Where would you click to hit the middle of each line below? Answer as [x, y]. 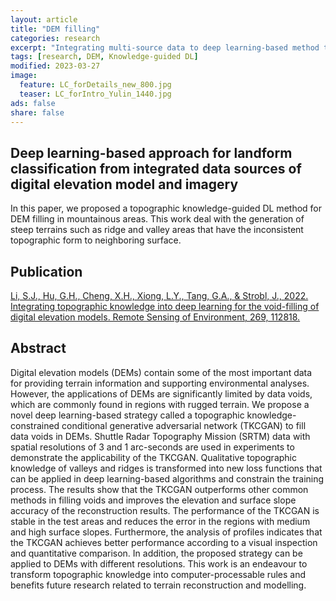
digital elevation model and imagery [124, 184]
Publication [46, 271]
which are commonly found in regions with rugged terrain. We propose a [160, 404]
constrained [35, 425]
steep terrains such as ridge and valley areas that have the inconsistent [157, 230]
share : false [37, 112]
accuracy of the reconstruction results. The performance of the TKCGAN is [165, 510]
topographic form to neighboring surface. [96, 240]
